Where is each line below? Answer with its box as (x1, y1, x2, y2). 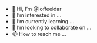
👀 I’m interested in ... (11, 12, 62, 19)
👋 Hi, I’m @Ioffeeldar (11, 6, 62, 12)
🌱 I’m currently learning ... (11, 18, 75, 24)
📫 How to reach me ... (11, 31, 66, 37)
